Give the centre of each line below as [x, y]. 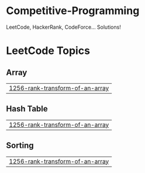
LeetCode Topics [48, 51]
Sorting [20, 146]
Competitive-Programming [73, 11]
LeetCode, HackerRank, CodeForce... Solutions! [63, 27]
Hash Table [27, 109]
